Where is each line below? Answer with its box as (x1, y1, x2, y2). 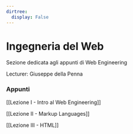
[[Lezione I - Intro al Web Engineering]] (6, 99, 102, 106)
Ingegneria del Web (6, 40, 105, 53)
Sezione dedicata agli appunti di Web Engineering (6, 59, 128, 66)
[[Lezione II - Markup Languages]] (6, 110, 90, 117)
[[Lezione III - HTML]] (6, 122, 59, 129)
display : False (11, 14, 49, 20)
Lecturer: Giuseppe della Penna (6, 70, 83, 77)
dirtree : (6, 8, 28, 15)
